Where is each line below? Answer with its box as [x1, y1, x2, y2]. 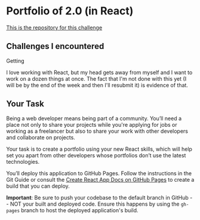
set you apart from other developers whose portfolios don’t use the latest [6, 151, 186, 159]
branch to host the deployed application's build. [20, 206, 139, 213]
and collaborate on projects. [6, 133, 76, 141]
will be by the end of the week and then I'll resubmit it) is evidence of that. [6, 81, 188, 88]
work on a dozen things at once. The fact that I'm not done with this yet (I [6, 75, 187, 82]
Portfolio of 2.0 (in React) [6, 4, 134, 18]
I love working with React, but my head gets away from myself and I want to [6, 69, 193, 76]
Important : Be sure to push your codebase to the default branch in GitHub [6, 194, 189, 201]
